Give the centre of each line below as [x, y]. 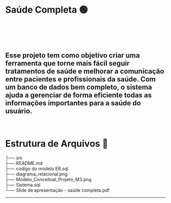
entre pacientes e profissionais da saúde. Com [81, 79]
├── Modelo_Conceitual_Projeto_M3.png [48, 180]
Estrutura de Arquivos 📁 [57, 144]
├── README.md [24, 163]
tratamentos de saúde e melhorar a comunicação [85, 71]
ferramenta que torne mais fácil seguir [67, 63]
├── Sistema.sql [23, 185]
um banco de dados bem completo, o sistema [79, 87]
